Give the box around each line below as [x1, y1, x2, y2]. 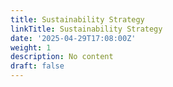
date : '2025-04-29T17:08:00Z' [10, 33, 137, 43]
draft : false [10, 61, 65, 71]
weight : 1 [10, 42, 52, 53]
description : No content [10, 52, 114, 62]
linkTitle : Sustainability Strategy [10, 24, 163, 34]
